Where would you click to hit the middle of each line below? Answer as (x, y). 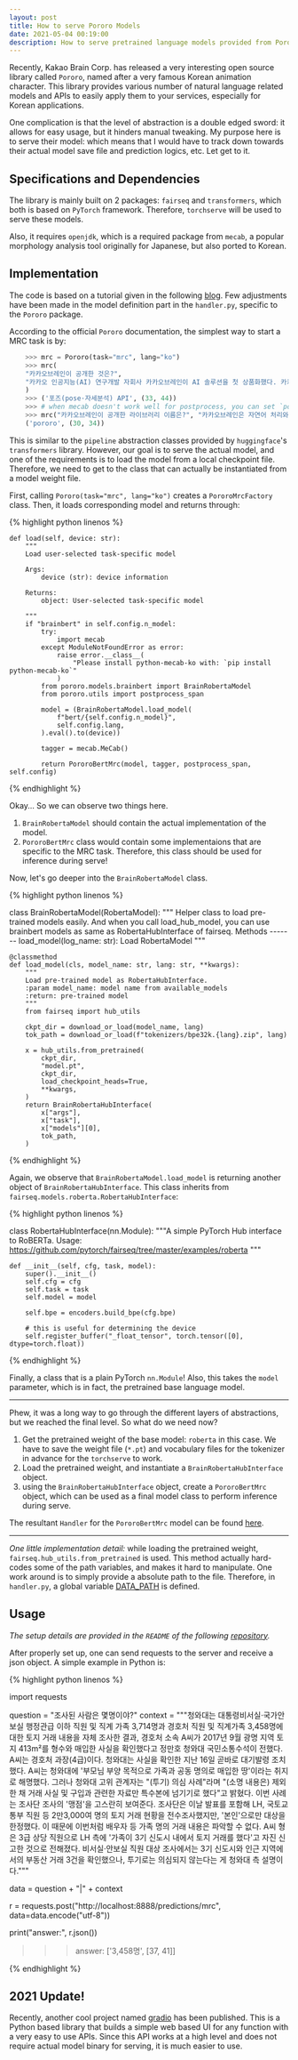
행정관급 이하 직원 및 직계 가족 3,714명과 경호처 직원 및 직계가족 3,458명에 (154, 1726)
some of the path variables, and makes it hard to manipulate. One (153, 1567)
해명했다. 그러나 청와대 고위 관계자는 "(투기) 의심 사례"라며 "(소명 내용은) (144, 1782)
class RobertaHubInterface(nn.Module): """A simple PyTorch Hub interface (145, 1231)
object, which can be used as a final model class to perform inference (149, 1496)
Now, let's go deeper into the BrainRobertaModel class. (109, 878)
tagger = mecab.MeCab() (85, 748)
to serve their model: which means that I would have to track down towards (146, 141)
